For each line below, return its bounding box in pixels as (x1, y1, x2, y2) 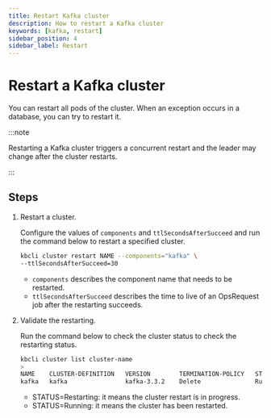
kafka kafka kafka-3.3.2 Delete (19, 378, 202, 386)
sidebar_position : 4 (8, 34, 78, 43)
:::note (8, 127, 30, 137)
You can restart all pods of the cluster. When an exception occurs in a (8, 103, 240, 113)
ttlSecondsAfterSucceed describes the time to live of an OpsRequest (31, 291, 260, 301)
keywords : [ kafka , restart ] (8, 27, 103, 35)
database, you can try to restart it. (8, 112, 122, 122)
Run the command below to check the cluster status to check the (19, 331, 237, 341)
